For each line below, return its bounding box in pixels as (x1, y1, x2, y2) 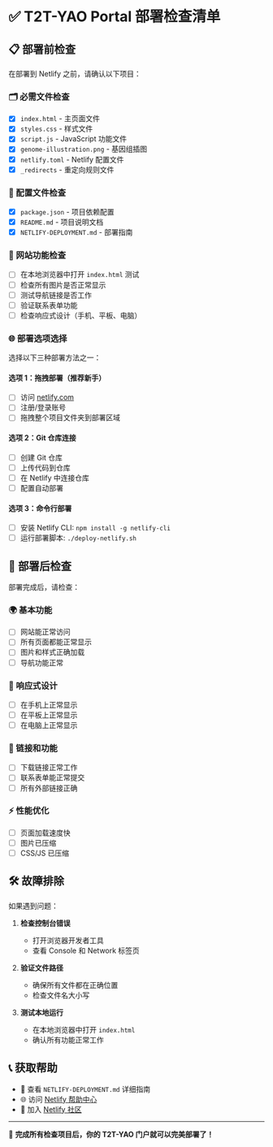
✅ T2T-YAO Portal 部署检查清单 (8, 7, 221, 26)
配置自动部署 (19, 483, 63, 492)
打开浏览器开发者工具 (32, 935, 104, 945)
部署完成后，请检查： (8, 582, 80, 592)
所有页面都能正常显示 (19, 637, 92, 647)
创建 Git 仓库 (19, 452, 63, 462)
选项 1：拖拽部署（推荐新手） (8, 373, 106, 383)
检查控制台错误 (19, 918, 71, 928)
